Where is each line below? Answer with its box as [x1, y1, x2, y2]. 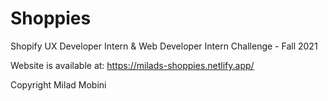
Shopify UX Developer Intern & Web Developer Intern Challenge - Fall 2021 [10, 40, 318, 52]
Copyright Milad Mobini [10, 78, 107, 91]
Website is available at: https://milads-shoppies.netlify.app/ [10, 59, 255, 71]
